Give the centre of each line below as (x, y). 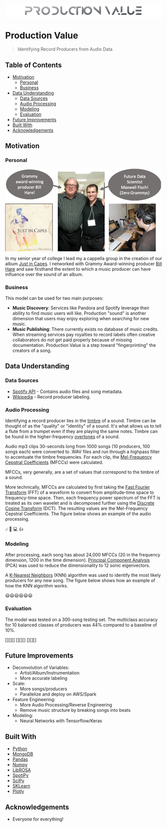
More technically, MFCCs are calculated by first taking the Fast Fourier (78, 487)
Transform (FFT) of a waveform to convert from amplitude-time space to (80, 492)
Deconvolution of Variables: (41, 668)
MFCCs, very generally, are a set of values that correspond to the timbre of (82, 472)
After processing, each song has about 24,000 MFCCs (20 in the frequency (83, 555)
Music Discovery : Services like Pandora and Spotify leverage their (81, 308)
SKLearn (21, 786)
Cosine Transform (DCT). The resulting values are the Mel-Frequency (77, 508)
